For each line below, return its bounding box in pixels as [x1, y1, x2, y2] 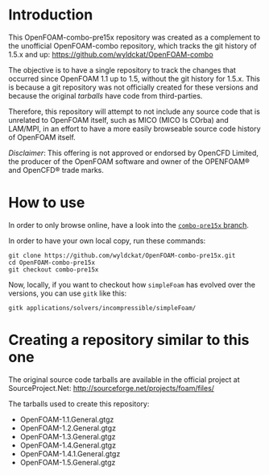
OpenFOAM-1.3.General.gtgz [19, 431, 116, 441]
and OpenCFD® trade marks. [8, 165, 105, 174]
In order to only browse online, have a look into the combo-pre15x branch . [8, 220, 250, 229]
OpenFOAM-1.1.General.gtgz [19, 414, 114, 424]
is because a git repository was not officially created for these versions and [8, 82, 259, 92]
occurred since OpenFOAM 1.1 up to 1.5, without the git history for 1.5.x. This [8, 74, 260, 83]
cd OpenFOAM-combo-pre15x [8, 259, 95, 267]
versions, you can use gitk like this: [8, 288, 127, 298]
